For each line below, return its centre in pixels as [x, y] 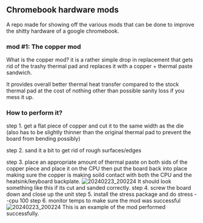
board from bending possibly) [43, 139]
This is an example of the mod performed [114, 207]
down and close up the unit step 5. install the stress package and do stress [100, 194]
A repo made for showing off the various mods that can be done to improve [100, 24]
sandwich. [19, 73]
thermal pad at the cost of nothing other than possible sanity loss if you [95, 91]
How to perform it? [34, 113]
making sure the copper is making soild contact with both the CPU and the [99, 175]
